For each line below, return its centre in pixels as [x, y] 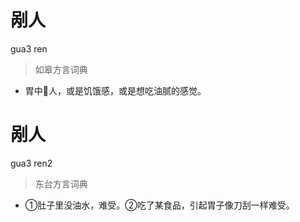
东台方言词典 [61, 183]
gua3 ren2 [31, 163]
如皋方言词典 [61, 69]
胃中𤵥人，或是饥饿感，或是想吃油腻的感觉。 [115, 90]
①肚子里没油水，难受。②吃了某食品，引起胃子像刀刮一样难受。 [159, 205]
